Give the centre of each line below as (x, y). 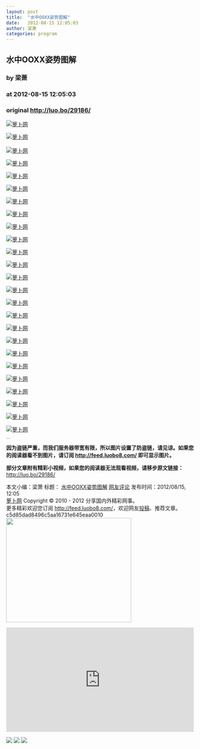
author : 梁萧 (21, 28)
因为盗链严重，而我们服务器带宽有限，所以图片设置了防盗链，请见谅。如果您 (100, 447)
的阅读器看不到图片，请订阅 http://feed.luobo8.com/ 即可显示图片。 (90, 455)
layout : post (22, 12)
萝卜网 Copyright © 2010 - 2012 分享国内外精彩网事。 (72, 500)
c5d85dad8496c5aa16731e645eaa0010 (55, 515)
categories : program (32, 34)
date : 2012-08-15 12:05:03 (42, 23)
